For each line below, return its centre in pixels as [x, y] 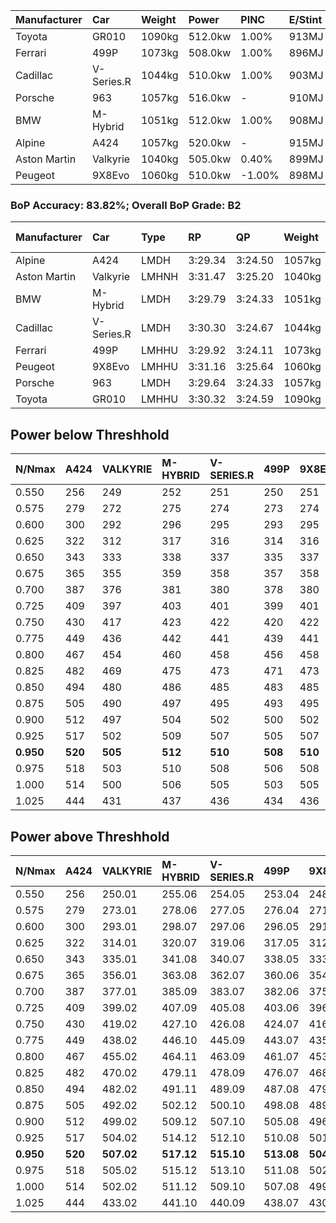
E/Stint [305, 19]
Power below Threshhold [90, 434]
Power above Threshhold [90, 836]
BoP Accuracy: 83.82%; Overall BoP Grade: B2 [126, 205]
